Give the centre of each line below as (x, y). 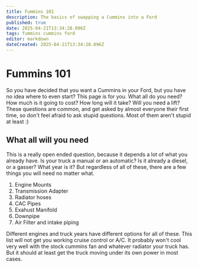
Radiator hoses (33, 197)
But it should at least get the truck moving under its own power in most (92, 252)
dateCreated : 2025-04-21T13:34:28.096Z (55, 45)
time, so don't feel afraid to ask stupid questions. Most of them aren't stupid (98, 115)
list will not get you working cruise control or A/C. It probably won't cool (94, 240)
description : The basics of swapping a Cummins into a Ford (82, 17)
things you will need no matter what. (50, 173)
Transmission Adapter (41, 191)
